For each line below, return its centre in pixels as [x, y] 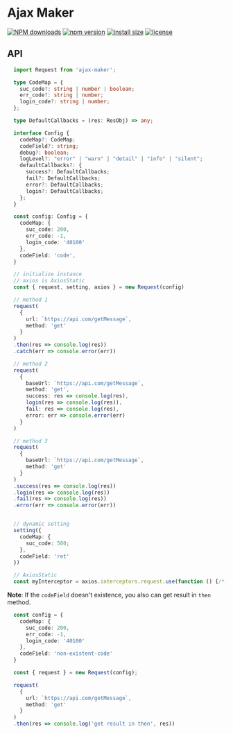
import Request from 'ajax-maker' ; [65, 70]
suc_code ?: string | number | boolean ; [77, 89]
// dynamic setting [42, 524]
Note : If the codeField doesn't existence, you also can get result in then [109, 595]
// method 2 [31, 364]
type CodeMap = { [38, 82]
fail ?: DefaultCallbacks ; [63, 178]
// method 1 [31, 300]
